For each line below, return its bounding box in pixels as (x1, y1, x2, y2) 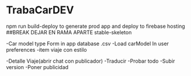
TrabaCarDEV (6, 3, 74, 17)
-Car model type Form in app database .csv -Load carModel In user (6, 40, 169, 47)
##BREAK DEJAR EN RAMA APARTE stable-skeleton (6, 28, 132, 35)
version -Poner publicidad (6, 63, 69, 70)
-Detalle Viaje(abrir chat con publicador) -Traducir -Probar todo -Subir (6, 57, 175, 64)
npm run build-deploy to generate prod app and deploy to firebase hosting (6, 23, 185, 30)
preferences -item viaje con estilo (6, 46, 87, 53)
